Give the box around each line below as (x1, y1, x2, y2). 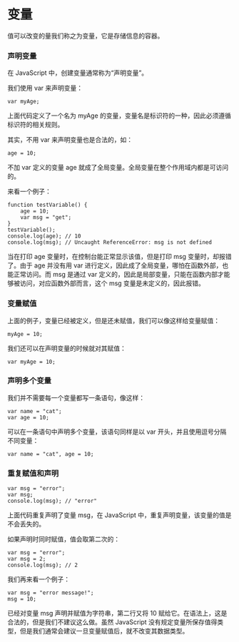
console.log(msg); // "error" (7, 497, 98, 505)
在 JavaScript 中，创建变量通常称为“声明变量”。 (7, 68, 148, 77)
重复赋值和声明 (7, 468, 59, 478)
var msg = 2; (7, 556, 46, 563)
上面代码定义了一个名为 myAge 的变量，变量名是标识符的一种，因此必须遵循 (7, 111, 232, 120)
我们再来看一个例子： (7, 575, 70, 584)
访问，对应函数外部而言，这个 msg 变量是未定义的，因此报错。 (19, 279, 205, 287)
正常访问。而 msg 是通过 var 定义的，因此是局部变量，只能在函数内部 (13, 270, 218, 279)
